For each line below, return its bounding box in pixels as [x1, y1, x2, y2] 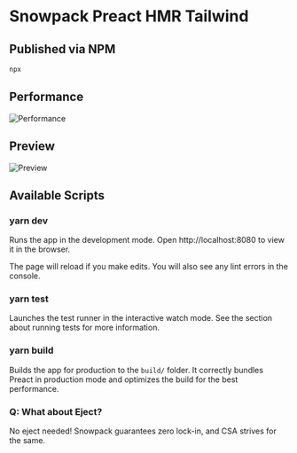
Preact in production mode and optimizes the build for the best [9, 374, 238, 385]
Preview [9, 139, 56, 154]
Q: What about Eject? [9, 405, 103, 418]
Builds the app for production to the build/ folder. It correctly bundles [9, 364, 264, 375]
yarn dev [9, 215, 49, 227]
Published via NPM [9, 42, 116, 57]
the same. [9, 435, 46, 446]
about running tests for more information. [9, 322, 160, 333]
